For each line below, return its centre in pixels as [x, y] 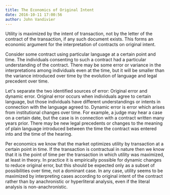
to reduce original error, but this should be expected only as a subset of [80, 166]
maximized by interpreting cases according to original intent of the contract [84, 176]
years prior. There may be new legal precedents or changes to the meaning [84, 123]
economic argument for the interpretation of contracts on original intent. [80, 45]
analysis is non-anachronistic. [37, 187]
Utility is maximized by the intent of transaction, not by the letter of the [79, 34]
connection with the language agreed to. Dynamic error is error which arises [85, 107]
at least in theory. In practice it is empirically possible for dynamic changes [83, 160]
